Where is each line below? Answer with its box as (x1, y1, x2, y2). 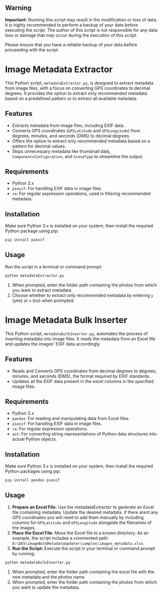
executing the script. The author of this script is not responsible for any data (5, 27, 158, 33)
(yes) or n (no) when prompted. (12, 297, 75, 303)
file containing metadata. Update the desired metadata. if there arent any (12, 509, 159, 515)
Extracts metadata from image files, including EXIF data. (12, 122, 125, 128)
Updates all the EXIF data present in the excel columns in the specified (12, 378, 154, 384)
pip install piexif (5, 238, 45, 243)
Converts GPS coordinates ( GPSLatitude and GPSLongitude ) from (12, 127, 140, 133)
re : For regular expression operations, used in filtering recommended (12, 191, 151, 196)
